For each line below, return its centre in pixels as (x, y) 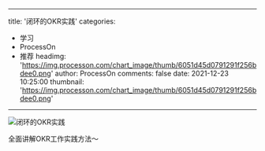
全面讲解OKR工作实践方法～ (54, 139)
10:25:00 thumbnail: (52, 82)
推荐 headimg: (43, 56)
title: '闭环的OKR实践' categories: (62, 21)
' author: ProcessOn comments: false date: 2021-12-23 (140, 73)
